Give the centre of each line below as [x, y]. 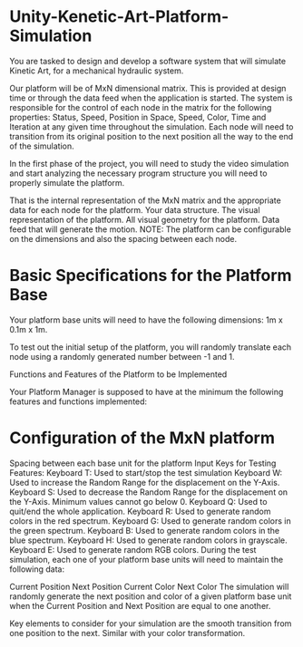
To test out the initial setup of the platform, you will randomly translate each [151, 347]
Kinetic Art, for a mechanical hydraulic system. [97, 71]
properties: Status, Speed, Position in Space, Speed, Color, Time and [138, 117]
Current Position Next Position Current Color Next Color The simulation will [149, 586]
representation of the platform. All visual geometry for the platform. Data [144, 219]
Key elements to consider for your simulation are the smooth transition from [151, 623]
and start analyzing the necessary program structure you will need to [138, 173]
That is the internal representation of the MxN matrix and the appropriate [145, 200]
